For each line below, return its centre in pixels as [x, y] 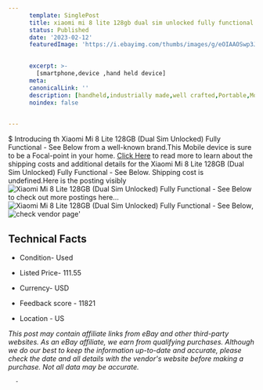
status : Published [59, 30]
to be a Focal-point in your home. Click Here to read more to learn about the [130, 156]
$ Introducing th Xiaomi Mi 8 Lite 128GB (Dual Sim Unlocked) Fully [115, 139]
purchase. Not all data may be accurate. [74, 366]
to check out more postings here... [64, 198]
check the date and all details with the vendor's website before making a [126, 359]
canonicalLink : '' [59, 88]
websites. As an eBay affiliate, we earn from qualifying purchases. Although [131, 341]
